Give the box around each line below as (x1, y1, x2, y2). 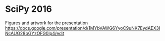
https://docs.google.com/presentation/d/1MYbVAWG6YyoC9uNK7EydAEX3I (5, 25, 160, 31)
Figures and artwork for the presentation (5, 20, 88, 26)
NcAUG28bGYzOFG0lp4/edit (5, 30, 64, 36)
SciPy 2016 (5, 3, 52, 15)
